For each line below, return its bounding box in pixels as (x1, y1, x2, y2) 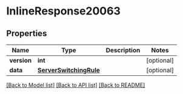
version (9, 56, 32, 64)
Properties (6, 28, 47, 39)
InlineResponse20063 (6, 4, 121, 18)
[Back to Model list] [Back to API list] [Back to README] (6, 81, 145, 89)
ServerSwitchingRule (37, 66, 100, 74)
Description (105, 46, 141, 54)
